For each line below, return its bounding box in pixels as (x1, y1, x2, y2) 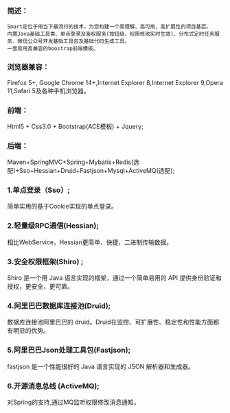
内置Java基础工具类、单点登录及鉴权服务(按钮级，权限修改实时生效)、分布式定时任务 (7, 31, 215, 38)
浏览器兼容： (7, 62, 50, 72)
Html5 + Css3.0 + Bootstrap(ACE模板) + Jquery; (7, 122, 144, 130)
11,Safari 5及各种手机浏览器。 (7, 86, 91, 95)
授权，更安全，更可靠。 (7, 283, 73, 291)
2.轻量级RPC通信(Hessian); (7, 221, 100, 231)
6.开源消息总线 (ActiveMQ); (7, 381, 100, 390)
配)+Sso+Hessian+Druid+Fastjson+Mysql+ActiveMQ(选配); (7, 167, 175, 175)
